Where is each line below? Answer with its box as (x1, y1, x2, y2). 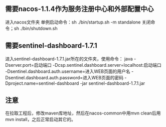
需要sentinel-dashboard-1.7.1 (5, 42, 97, 50)
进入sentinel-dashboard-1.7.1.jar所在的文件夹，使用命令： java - (5, 56, 136, 62)
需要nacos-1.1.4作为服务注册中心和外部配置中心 (5, 5, 154, 14)
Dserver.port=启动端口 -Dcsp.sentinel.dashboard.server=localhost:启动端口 (5, 62, 161, 68)
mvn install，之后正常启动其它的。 (5, 116, 76, 122)
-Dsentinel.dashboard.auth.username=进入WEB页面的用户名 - (5, 68, 134, 74)
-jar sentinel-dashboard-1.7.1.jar (80, 80, 145, 86)
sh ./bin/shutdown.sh (14, 25, 58, 31)
